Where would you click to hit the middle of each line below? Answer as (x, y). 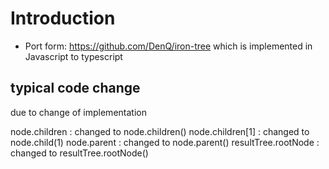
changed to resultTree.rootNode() (79, 153)
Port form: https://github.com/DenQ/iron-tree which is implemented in (168, 46)
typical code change (75, 88)
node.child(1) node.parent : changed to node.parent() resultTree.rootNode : (165, 142)
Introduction (63, 18)
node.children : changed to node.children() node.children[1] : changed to (160, 131)
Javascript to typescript (73, 56)
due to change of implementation (78, 112)
